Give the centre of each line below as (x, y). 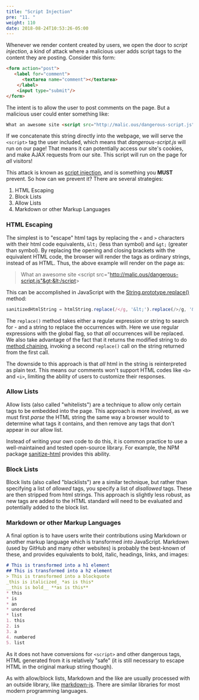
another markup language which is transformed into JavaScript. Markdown (98, 542)
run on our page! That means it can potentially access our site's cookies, (95, 148)
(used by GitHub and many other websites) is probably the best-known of (96, 548)
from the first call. (28, 352)
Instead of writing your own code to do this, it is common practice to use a (97, 441)
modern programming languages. (47, 691)
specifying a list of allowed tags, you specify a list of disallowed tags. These (99, 489)
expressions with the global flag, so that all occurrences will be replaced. (95, 333)
